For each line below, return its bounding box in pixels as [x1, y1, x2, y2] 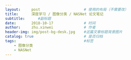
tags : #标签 [5, 39, 94, 44]
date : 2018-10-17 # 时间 [5, 20, 96, 26]
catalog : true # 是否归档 [5, 34, 103, 39]
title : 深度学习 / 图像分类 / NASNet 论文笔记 [5, 12, 104, 16]
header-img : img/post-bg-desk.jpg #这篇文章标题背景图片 [5, 30, 123, 34]
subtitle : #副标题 [5, 16, 51, 21]
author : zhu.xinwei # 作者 [5, 25, 96, 30]
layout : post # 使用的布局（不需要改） [5, 7, 129, 12]
